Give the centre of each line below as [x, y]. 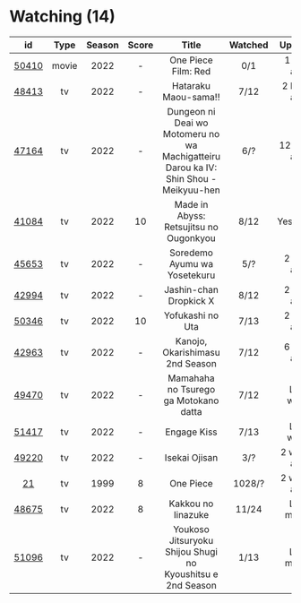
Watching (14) [63, 17]
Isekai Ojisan [191, 457]
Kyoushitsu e [191, 573]
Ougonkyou [192, 237]
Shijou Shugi [191, 551]
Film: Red [191, 71]
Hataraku [191, 85]
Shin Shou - [191, 178]
